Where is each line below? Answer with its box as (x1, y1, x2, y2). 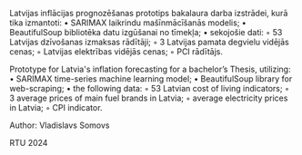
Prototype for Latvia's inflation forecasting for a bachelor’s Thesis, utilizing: (9, 63, 291, 74)
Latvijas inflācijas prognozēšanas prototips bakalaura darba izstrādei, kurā (9, 8, 288, 18)
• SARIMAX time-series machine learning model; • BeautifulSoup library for (9, 73, 293, 84)
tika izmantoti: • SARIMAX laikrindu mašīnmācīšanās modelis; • (9, 17, 247, 28)
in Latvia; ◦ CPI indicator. (9, 102, 103, 112)
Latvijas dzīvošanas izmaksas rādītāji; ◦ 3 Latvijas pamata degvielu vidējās (9, 36, 289, 47)
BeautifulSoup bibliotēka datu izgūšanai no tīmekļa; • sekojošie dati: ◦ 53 (9, 27, 283, 37)
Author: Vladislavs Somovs (9, 120, 110, 131)
